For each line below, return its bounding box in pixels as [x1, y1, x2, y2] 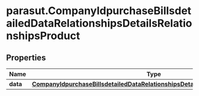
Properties [6, 52, 46, 62]
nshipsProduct [6, 29, 81, 42]
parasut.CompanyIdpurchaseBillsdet [6, 4, 191, 18]
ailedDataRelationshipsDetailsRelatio [6, 16, 192, 30]
